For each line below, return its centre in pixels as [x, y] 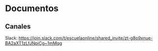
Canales [18, 26]
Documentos [32, 8]
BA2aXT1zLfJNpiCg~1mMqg [34, 43]
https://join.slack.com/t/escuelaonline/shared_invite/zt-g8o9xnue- [86, 38]
